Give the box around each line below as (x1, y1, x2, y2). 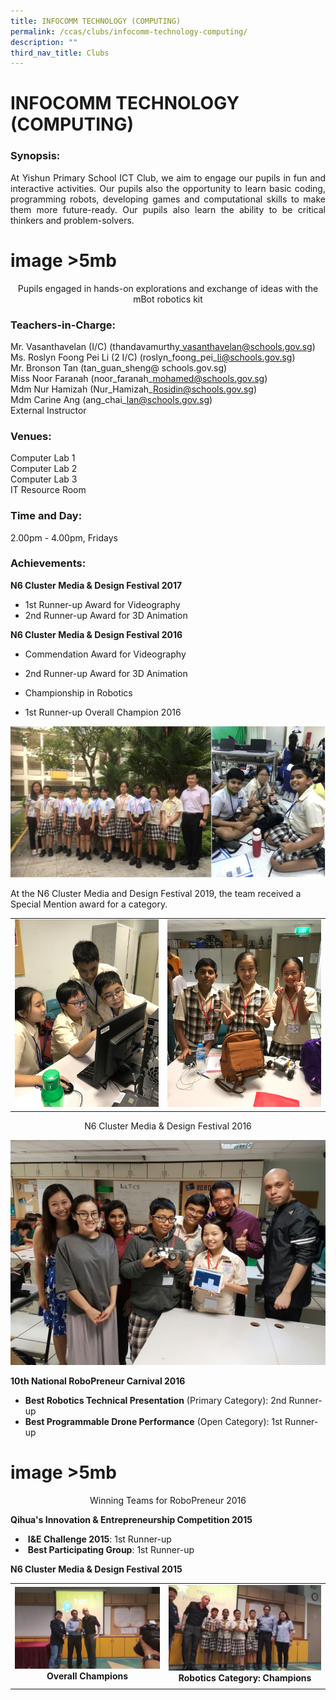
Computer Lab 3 (10, 473, 78, 485)
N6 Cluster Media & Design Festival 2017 (10, 579, 183, 591)
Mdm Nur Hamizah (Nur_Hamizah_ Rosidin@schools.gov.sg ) (10, 383, 257, 395)
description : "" (10, 37, 78, 47)
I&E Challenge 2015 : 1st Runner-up (27, 1533, 172, 1545)
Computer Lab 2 (10, 463, 78, 475)
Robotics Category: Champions (178, 1672, 312, 1684)
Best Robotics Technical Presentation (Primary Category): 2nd (24, 1395, 287, 1407)
